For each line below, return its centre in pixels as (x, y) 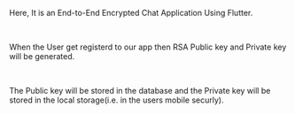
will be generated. (42, 56)
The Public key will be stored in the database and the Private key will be (140, 91)
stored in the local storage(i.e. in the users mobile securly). (116, 100)
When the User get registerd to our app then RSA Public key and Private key (148, 47)
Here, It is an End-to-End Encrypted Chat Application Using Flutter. (131, 13)
